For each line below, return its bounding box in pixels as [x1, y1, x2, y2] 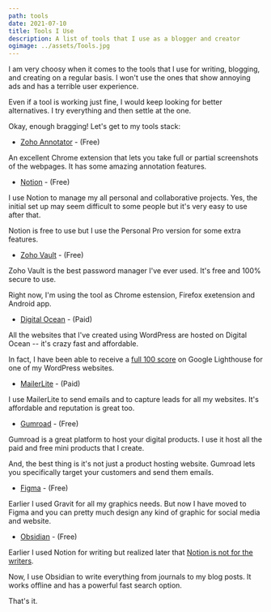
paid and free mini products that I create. [8, 443, 145, 453]
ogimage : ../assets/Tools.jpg [8, 42, 111, 50]
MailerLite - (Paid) [19, 379, 81, 389]
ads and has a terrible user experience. [8, 82, 139, 92]
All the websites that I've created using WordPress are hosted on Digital [8, 330, 248, 340]
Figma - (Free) [19, 483, 69, 493]
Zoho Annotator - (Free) [19, 137, 100, 147]
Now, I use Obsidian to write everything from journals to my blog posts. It [8, 572, 252, 582]
